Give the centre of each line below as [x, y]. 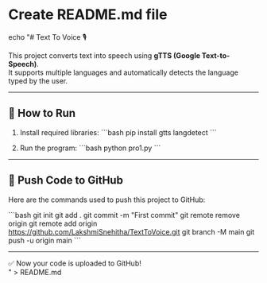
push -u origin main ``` [44, 240]
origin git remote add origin [53, 223]
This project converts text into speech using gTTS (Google [104, 55]
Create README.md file [88, 15]
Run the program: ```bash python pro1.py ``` [90, 148]
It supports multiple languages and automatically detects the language [123, 72]
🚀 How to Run [42, 113]
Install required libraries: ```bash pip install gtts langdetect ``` [118, 132]
